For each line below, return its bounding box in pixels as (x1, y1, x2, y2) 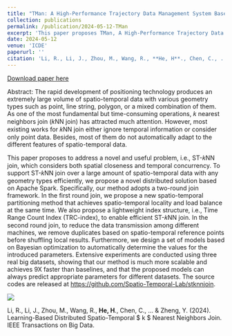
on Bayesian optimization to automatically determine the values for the (7, 243, 208, 251)
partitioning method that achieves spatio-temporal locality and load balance (7, 198, 223, 207)
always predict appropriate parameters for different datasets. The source (7, 272, 215, 281)
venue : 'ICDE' (7, 42, 48, 49)
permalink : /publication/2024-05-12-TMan (7, 23, 128, 30)
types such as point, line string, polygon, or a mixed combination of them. (7, 102, 217, 111)
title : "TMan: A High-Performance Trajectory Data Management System (7, 10, 212, 17)
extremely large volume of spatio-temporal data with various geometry (7, 95, 209, 103)
